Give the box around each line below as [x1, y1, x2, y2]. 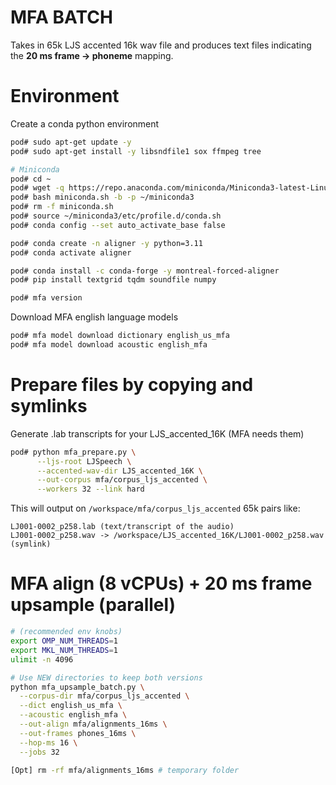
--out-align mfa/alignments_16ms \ [19, 719, 168, 729]
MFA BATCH [10, 6, 113, 29]
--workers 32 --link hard [36, 484, 145, 495]
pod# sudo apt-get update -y [10, 137, 132, 147]
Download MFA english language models [10, 311, 179, 323]
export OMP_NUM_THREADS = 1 [10, 636, 118, 646]
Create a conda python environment [10, 117, 160, 130]
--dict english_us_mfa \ [19, 701, 123, 711]
